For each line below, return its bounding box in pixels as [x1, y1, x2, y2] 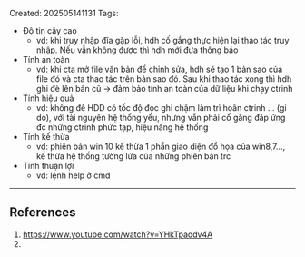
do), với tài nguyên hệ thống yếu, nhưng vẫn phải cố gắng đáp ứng [35, 113, 286, 123]
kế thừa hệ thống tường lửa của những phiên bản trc [35, 151, 231, 162]
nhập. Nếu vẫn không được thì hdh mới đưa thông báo [35, 44, 239, 55]
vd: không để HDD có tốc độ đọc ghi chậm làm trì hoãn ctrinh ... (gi [35, 103, 288, 113]
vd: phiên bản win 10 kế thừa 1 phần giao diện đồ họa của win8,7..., [35, 141, 286, 152]
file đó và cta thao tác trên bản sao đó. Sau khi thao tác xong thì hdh [35, 74, 292, 84]
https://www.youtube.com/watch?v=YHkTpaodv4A [22, 229, 213, 240]
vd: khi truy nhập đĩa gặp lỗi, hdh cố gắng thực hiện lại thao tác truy [35, 35, 290, 45]
